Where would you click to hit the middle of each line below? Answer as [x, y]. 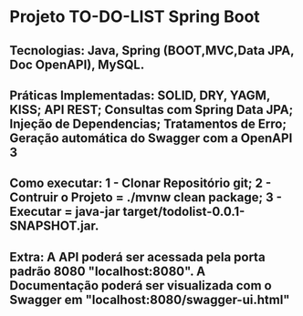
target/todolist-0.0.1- [184, 212]
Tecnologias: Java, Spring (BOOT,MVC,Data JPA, [152, 51]
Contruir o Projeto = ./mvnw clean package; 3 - [146, 198]
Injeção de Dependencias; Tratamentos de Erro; [148, 123]
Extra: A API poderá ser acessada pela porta [138, 257]
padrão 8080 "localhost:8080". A [108, 271]
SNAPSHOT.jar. [54, 226]
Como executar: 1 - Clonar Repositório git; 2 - [141, 183]
